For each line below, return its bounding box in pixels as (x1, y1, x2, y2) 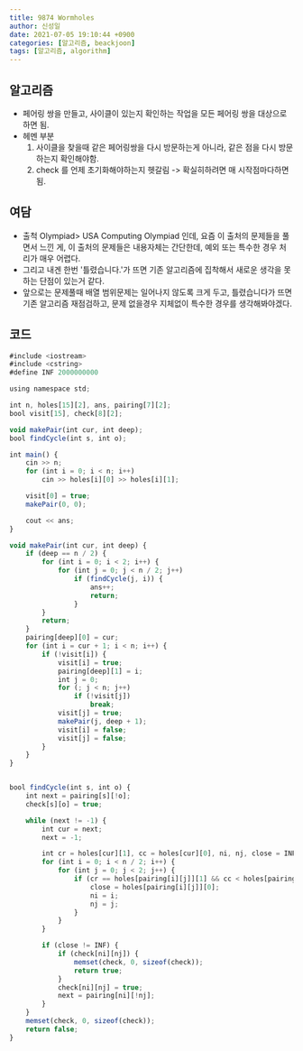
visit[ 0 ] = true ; (25, 492, 91, 501)
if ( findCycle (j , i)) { (73, 575, 164, 584)
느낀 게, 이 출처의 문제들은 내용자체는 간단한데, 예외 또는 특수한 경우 (39, 241, 278, 253)
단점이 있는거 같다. (39, 275, 106, 286)
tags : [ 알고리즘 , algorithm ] (9, 47, 111, 56)
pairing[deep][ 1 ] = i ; (57, 667, 143, 676)
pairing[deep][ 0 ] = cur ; (25, 633, 119, 642)
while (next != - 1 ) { (25, 816, 106, 825)
